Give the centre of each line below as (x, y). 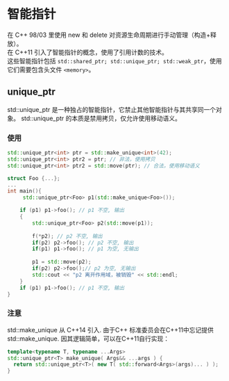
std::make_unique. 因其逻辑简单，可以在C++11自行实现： (88, 339)
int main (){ (24, 191)
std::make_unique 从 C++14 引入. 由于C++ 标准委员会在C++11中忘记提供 (110, 330)
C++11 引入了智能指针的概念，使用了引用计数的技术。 (92, 52)
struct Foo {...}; (34, 178)
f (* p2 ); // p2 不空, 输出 (67, 236)
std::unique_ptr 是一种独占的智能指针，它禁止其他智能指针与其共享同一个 (112, 109)
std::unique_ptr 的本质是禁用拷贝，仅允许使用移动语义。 (101, 118)
